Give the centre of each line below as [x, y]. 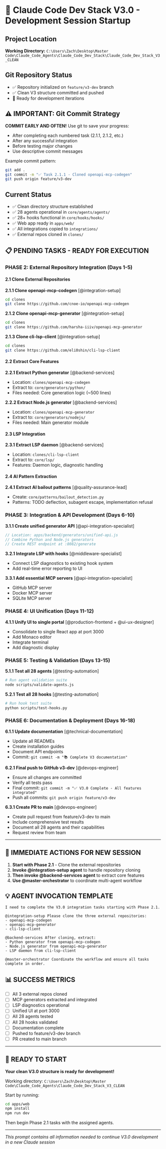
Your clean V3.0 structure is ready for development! [60, 1071]
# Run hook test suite [28, 703]
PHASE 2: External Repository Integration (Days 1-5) [69, 267]
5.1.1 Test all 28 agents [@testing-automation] [52, 671]
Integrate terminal [30, 642]
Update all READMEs [33, 741]
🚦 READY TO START [36, 1059]
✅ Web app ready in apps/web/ [43, 223]
